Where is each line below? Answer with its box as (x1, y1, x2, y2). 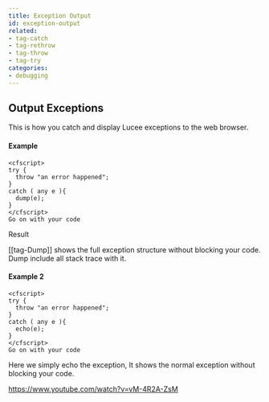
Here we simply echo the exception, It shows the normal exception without (8, 359, 255, 370)
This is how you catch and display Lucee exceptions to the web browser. (8, 122, 249, 133)
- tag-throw (8, 49, 48, 57)
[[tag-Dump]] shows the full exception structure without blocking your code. (8, 244, 261, 254)
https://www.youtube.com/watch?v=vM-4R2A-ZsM (8, 384, 178, 394)
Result (8, 229, 30, 239)
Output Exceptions (8, 101, 104, 115)
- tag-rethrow (8, 42, 56, 50)
